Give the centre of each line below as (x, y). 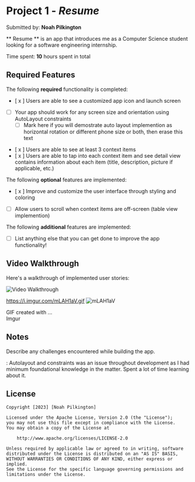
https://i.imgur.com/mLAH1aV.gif (45, 301)
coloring (25, 197)
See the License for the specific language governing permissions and (95, 470)
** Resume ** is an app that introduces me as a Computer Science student (97, 38)
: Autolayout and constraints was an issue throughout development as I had (98, 363)
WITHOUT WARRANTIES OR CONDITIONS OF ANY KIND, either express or (90, 459)
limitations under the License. (46, 475)
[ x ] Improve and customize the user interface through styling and (95, 191)
